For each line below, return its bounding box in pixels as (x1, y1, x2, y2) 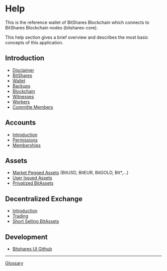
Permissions (12, 137, 38, 143)
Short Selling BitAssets (12, 218, 60, 224)
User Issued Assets (12, 175, 52, 181)
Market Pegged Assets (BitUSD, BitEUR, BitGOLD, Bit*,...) (12, 170, 129, 176)
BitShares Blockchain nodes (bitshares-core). (5, 24, 98, 30)
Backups (12, 83, 31, 89)
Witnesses (12, 93, 34, 99)
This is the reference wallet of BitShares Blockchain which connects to (5, 19, 150, 25)
